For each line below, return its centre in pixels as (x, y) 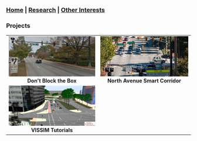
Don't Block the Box (52, 80)
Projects (18, 25)
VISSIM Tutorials (52, 130)
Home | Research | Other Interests (56, 10)
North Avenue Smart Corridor (145, 80)
